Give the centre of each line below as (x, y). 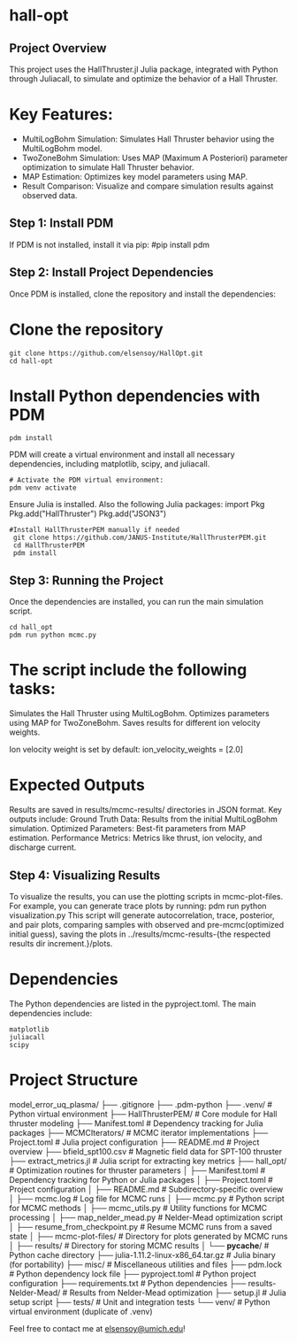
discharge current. (43, 847)
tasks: (32, 689)
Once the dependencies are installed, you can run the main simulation (136, 602)
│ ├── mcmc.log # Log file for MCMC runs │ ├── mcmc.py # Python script (147, 1198)
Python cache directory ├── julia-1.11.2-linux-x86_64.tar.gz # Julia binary (142, 1254)
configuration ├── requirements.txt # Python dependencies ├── (128, 1283)
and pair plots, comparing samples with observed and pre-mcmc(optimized (147, 924)
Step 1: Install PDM (61, 224)
